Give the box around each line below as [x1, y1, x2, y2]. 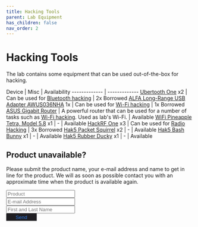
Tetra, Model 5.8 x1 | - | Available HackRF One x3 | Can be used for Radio [6, 120, 186, 127]
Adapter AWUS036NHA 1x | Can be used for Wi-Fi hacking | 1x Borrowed [6, 101, 186, 108]
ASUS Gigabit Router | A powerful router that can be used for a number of [6, 108, 187, 115]
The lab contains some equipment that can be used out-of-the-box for [6, 71, 179, 78]
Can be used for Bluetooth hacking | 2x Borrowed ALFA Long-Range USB [6, 94, 186, 102]
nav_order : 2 [6, 25, 39, 31]
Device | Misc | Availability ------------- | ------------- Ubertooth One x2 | [6, 89, 187, 96]
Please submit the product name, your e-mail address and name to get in [6, 166, 185, 172]
